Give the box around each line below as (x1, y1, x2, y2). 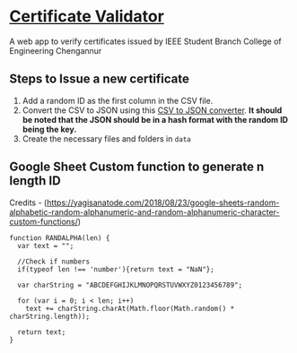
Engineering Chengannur (9, 45, 102, 56)
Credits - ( (9, 197, 48, 208)
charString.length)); (9, 312, 91, 321)
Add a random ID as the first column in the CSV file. (22, 95, 214, 106)
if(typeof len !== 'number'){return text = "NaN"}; (17, 264, 215, 274)
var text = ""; (17, 241, 74, 250)
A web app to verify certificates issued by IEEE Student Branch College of (9, 36, 282, 47)
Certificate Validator (9, 6, 164, 27)
